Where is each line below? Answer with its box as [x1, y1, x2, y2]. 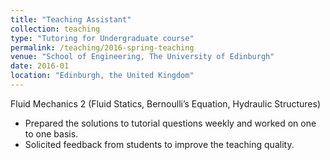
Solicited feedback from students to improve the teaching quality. [24, 138, 295, 150]
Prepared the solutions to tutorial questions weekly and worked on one [24, 117, 317, 129]
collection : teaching [10, 24, 101, 34]
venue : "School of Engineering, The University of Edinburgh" [10, 52, 275, 62]
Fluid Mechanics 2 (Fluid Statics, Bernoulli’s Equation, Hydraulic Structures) [10, 97, 322, 110]
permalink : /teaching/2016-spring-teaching [10, 42, 195, 53]
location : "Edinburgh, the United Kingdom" [10, 71, 195, 81]
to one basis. [24, 127, 79, 140]
